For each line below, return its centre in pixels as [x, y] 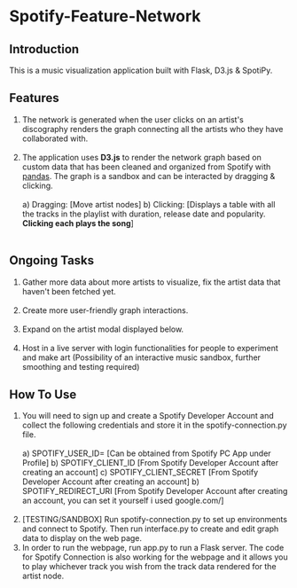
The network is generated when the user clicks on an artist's [133, 119]
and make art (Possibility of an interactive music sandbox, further [141, 357]
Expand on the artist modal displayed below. [103, 329]
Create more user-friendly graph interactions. [105, 310]
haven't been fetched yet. [69, 291]
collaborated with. [55, 138]
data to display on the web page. [82, 538]
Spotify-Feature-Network [105, 16]
